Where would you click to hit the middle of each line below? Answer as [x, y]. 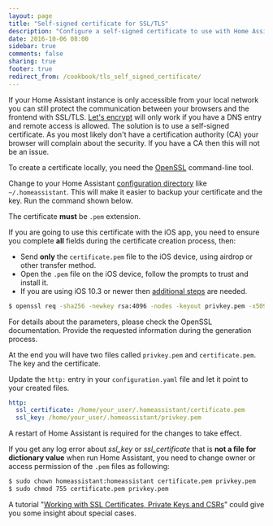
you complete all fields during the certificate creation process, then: [122, 240]
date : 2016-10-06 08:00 [49, 39]
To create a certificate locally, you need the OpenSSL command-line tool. [131, 167]
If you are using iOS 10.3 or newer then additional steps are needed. [134, 291]
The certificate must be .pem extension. [74, 216]
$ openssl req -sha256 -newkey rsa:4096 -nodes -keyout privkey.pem [127, 306]
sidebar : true [32, 46]
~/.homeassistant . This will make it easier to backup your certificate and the [135, 191]
